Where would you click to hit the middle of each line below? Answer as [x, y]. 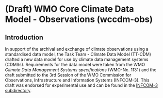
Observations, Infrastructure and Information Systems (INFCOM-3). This [77, 80]
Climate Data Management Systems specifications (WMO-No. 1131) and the [81, 70]
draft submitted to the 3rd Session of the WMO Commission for [68, 75]
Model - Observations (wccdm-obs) [79, 19]
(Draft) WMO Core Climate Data [70, 9]
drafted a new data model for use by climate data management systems [77, 59]
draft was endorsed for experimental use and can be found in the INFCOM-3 [81, 85]
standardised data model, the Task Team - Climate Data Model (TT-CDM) [78, 54]
